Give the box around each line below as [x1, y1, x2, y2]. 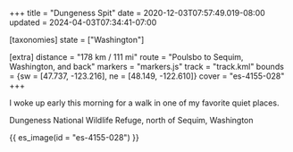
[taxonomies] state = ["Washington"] [9, 35, 145, 45]
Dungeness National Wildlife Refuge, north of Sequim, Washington [9, 115, 254, 125]
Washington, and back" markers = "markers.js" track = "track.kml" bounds [9, 62, 284, 72]
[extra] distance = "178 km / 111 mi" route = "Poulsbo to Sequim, [9, 52, 244, 62]
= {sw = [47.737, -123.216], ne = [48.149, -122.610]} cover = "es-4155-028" [9, 71, 285, 81]
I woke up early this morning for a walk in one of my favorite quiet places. [9, 97, 280, 108]
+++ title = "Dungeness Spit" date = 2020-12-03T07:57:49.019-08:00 [9, 8, 265, 18]
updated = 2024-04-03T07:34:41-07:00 [9, 17, 157, 28]
